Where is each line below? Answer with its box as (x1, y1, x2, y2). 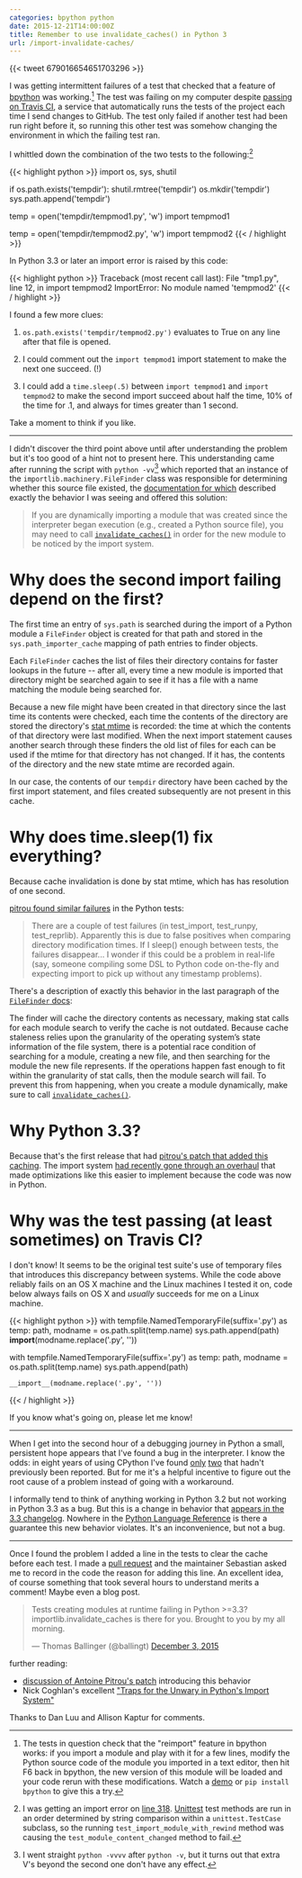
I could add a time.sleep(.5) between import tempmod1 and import (22, 380, 270, 392)
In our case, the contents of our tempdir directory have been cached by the (9, 776, 289, 788)
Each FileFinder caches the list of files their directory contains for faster (9, 655, 279, 666)
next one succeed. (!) (22, 363, 102, 374)
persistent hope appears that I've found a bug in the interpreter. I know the (9, 1447, 286, 1458)
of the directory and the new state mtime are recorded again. (9, 759, 235, 770)
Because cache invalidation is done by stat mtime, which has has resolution (9, 876, 289, 887)
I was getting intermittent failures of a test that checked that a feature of (9, 80, 276, 91)
